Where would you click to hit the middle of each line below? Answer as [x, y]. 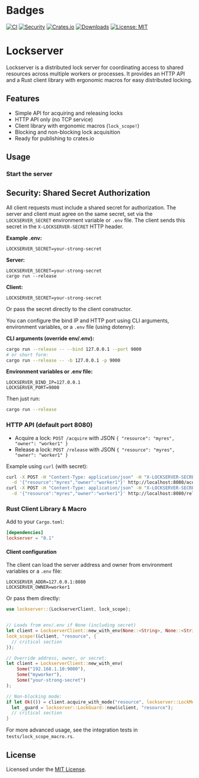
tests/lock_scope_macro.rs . [40, 736]
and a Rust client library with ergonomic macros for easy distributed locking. [99, 80]
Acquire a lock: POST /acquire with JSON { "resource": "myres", [94, 438]
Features [23, 99]
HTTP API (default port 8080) [49, 425]
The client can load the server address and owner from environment [89, 565]
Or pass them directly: [33, 598]
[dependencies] [25, 533]
